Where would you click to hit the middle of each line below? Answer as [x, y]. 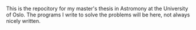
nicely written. [23, 21]
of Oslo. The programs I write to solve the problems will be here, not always [98, 15]
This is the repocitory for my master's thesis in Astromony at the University [97, 9]
